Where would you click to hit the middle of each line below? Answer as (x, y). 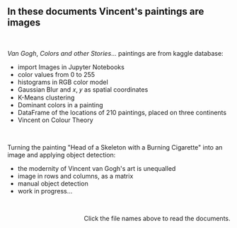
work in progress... (45, 191)
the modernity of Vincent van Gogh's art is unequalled (97, 168)
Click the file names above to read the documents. (157, 218)
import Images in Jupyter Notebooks (71, 67)
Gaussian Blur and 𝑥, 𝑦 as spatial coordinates (83, 89)
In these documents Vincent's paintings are (106, 12)
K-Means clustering (46, 97)
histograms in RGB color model (63, 82)
